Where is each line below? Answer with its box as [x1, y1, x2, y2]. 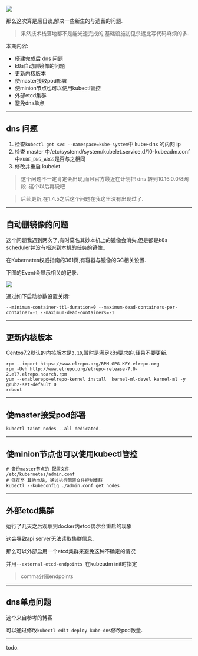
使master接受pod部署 [6, 410, 87, 420]
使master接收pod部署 [14, 77, 67, 84]
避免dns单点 [14, 99, 45, 106]
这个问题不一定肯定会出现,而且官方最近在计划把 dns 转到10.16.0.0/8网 [20, 175, 189, 182]
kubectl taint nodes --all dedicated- [6, 426, 101, 432]
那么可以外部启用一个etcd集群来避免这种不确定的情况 [6, 547, 136, 554]
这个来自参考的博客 [6, 614, 53, 621]
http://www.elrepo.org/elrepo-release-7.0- [29, 366, 138, 372]
